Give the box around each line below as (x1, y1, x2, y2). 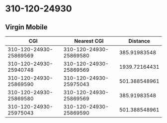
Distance (128, 38, 151, 44)
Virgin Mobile (5, 23, 48, 31)
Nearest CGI (74, 38, 104, 44)
